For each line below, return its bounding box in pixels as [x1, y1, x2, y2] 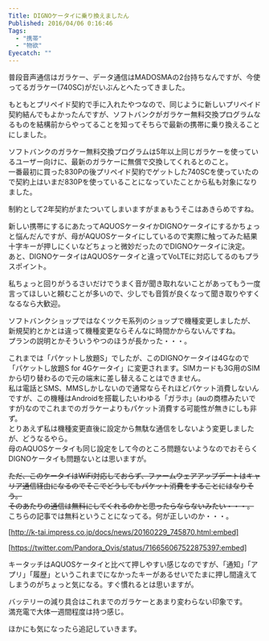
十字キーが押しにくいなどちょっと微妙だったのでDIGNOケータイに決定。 [8, 242, 250, 250]
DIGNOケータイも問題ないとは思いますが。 [8, 454, 151, 463]
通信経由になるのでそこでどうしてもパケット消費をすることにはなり [22, 481, 247, 490]
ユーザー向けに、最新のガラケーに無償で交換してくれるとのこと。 [14, 157, 233, 166]
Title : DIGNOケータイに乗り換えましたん [8, 11, 130, 20]
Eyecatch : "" [8, 49, 52, 57]
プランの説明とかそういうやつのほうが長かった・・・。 [8, 336, 191, 345]
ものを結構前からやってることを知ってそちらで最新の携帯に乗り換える [14, 120, 247, 129]
